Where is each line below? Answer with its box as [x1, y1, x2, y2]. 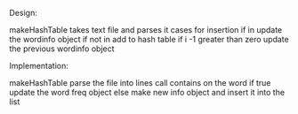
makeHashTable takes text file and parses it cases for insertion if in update [9, 25, 283, 34]
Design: [9, 8, 37, 18]
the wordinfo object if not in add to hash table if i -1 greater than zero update [9, 34, 289, 44]
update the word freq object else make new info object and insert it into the [9, 87, 286, 97]
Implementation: [9, 61, 69, 71]
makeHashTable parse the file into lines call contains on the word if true [9, 78, 271, 87]
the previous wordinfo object [9, 43, 115, 54]
